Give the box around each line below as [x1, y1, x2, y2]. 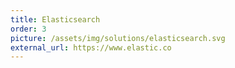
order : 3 [10, 24, 47, 34]
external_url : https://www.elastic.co [10, 42, 172, 53]
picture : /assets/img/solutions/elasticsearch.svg [10, 33, 226, 43]
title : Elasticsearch [10, 14, 101, 25]
